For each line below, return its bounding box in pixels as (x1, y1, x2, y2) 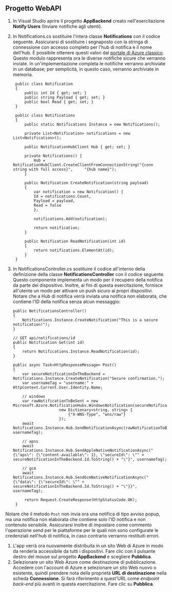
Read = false (33, 202, 62, 208)
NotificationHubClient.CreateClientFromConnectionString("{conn (12, 162, 154, 168)
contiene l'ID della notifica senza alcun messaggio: (12, 298, 121, 305)
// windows (22, 394, 46, 399)
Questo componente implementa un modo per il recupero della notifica (12, 276, 163, 283)
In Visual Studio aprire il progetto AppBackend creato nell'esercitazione (12, 17, 165, 24)
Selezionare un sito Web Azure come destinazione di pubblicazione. (12, 559, 157, 565)
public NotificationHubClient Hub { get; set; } (24, 144, 130, 150)
